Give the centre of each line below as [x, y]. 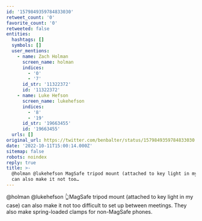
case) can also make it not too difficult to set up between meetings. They [96, 205]
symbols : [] [27, 46]
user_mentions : [31, 51]
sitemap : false [25, 151]
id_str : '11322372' [46, 85]
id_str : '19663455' [46, 124]
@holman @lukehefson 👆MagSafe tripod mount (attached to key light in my [100, 196]
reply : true [21, 163]
